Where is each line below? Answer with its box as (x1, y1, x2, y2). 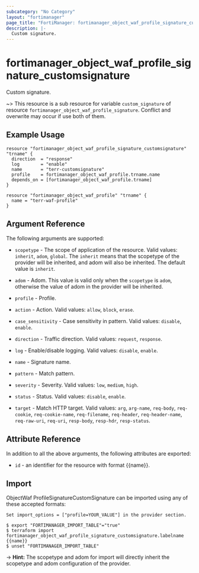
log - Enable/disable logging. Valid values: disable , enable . (14, 347, 158, 354)
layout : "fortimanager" (6, 14, 65, 20)
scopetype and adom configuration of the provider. (6, 560, 131, 567)
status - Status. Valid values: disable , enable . (14, 392, 126, 400)
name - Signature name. (14, 358, 71, 365)
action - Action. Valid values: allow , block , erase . (14, 306, 134, 313)
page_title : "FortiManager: (6, 20, 76, 26)
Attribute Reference (6, 434, 81, 444)
